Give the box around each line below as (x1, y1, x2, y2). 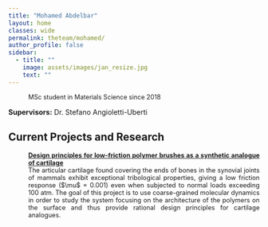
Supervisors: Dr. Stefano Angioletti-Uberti (8, 107, 148, 116)
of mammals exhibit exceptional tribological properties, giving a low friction (28, 174, 260, 182)
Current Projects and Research (8, 131, 165, 144)
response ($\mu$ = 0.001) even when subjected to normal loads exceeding (28, 181, 260, 190)
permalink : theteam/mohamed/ (8, 33, 105, 42)
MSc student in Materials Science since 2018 (28, 92, 161, 101)
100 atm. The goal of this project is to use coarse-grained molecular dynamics (28, 189, 260, 198)
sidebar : (8, 49, 37, 57)
